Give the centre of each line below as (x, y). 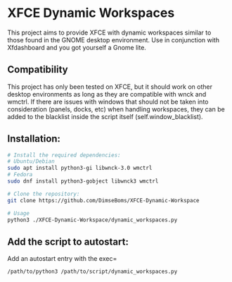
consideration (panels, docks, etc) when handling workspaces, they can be (116, 109)
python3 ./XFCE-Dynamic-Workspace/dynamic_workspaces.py (92, 220)
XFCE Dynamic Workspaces (91, 13)
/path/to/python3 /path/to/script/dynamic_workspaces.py (92, 272)
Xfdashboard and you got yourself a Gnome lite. (77, 47)
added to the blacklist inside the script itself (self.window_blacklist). (105, 116)
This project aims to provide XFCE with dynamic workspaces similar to (109, 32)
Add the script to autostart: (68, 241)
